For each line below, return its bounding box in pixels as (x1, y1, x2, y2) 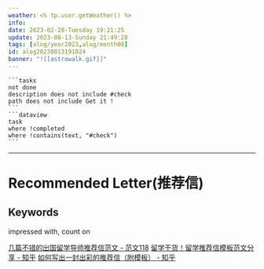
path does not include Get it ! (8, 97, 114, 105)
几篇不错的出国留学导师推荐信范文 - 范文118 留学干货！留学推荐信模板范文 (8, 242, 247, 252)
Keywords (8, 205, 59, 220)
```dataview (8, 111, 47, 118)
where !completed (8, 125, 65, 133)
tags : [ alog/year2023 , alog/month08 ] (8, 41, 128, 49)
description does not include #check (8, 90, 132, 98)
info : (8, 19, 26, 27)
